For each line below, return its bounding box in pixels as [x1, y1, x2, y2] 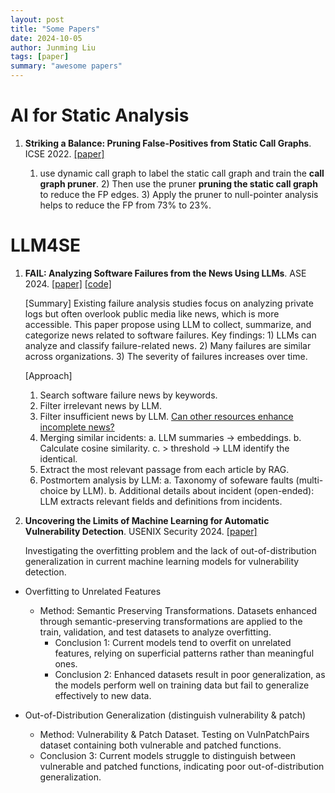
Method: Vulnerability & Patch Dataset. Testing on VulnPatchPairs [39, 728, 310, 740]
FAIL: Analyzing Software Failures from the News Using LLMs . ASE [24, 267, 307, 279]
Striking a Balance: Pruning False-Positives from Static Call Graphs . [24, 137, 312, 149]
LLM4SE [10, 234, 82, 257]
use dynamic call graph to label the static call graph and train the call [39, 167, 325, 179]
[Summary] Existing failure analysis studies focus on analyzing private [24, 297, 314, 309]
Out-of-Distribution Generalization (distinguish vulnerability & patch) [24, 709, 307, 721]
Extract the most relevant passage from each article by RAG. [39, 463, 290, 475]
